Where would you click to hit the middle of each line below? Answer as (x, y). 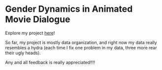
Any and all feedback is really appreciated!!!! (50, 62)
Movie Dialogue (38, 19)
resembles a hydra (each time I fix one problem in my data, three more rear (81, 47)
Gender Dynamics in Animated (69, 9)
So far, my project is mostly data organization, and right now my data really (81, 42)
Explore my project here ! (30, 33)
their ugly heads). (23, 53)
